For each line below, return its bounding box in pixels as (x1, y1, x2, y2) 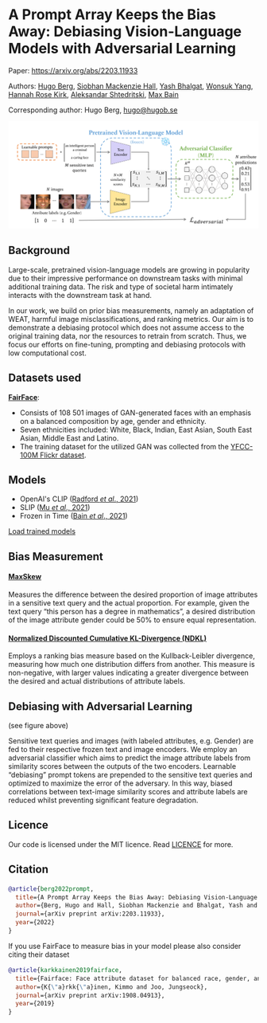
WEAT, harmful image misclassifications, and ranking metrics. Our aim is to (8, 314, 254, 323)
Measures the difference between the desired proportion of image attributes (8, 590, 258, 599)
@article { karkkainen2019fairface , (8, 966, 123, 974)
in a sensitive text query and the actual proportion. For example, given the (8, 598, 250, 608)
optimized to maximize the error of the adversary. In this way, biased (8, 778, 233, 788)
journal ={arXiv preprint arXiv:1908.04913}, (15, 991, 165, 999)
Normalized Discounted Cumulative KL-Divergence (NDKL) (8, 633, 207, 643)
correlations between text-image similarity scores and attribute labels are (8, 787, 248, 797)
